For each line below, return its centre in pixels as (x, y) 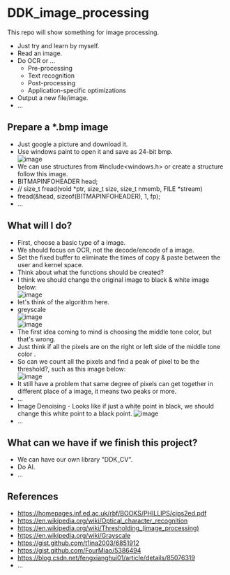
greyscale (32, 309)
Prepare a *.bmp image (58, 127)
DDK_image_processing (78, 13)
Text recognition (51, 76)
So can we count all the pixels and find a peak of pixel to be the (108, 361)
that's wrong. (36, 339)
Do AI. (26, 467)
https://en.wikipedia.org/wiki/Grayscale (74, 536)
